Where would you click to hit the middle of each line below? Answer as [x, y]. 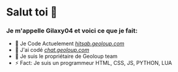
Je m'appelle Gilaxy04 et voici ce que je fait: [72, 31]
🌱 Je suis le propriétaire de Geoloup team [66, 57]
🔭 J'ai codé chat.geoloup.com [52, 50]
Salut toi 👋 [32, 12]
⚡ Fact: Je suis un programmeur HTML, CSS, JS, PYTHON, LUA [93, 63]
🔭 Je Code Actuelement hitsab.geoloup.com [70, 43]
